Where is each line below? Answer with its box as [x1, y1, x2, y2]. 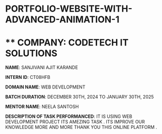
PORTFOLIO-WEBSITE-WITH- [5, 3, 133, 15]
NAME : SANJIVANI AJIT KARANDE [5, 64, 78, 71]
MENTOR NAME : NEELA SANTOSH [5, 104, 79, 110]
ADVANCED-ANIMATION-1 [5, 14, 120, 25]
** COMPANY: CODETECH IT [5, 37, 129, 49]
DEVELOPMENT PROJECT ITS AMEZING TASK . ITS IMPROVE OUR [5, 119, 145, 125]
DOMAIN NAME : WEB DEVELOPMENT [5, 84, 86, 90]
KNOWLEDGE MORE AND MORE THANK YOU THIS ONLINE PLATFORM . [5, 124, 157, 130]
